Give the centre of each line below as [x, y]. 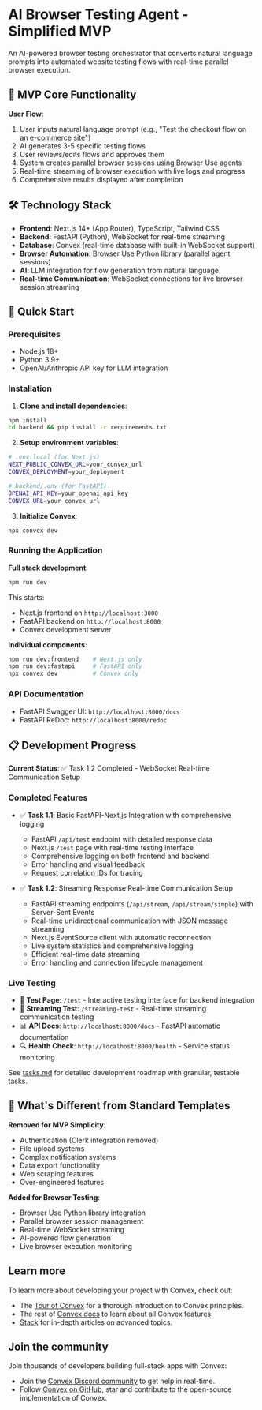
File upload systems [52, 1148]
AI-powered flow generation [65, 1238]
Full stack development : [48, 568]
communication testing [57, 1017]
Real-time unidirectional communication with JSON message [129, 921]
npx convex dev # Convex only [74, 674]
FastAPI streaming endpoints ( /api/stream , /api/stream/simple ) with [142, 904]
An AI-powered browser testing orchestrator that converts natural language [131, 53]
